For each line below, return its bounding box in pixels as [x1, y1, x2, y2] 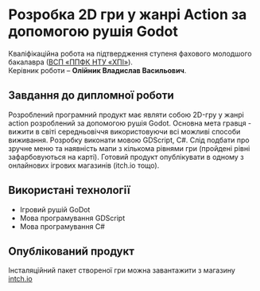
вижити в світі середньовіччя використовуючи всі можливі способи [8, 126, 241, 136]
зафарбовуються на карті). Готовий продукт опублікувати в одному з [8, 152, 244, 161]
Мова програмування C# [19, 221, 106, 231]
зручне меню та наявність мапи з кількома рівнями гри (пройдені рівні [8, 143, 250, 153]
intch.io [8, 274, 33, 284]
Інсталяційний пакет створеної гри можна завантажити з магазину [8, 266, 236, 275]
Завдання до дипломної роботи [8, 89, 175, 103]
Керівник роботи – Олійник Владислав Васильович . [8, 65, 187, 75]
